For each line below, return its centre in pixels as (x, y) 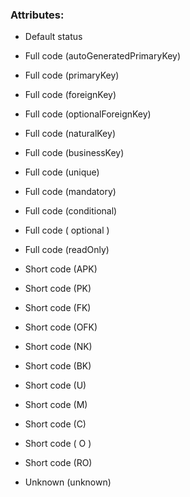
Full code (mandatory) (70, 192)
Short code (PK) (58, 289)
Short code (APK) (61, 269)
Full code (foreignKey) (70, 95)
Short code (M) (56, 405)
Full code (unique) (62, 172)
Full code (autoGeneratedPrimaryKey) (103, 56)
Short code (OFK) (61, 327)
